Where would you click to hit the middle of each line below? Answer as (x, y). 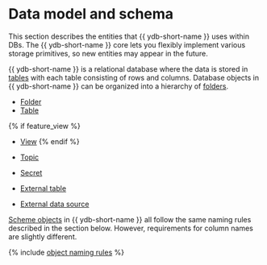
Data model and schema (91, 14)
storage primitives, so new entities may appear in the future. (108, 53)
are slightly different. (43, 236)
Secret (31, 172)
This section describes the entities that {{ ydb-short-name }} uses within (129, 36)
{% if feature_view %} (44, 126)
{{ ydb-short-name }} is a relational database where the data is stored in (128, 68)
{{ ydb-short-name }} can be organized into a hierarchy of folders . (118, 86)
